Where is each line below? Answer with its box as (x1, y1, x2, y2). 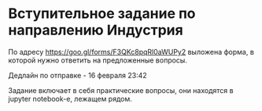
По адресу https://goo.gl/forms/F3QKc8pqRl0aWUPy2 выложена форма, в (8, 47, 254, 56)
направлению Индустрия (8, 21, 183, 39)
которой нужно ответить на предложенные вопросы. (8, 55, 187, 65)
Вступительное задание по (8, 5, 196, 23)
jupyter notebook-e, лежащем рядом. (8, 94, 132, 103)
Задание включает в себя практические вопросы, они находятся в (8, 85, 234, 95)
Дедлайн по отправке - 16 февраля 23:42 (8, 70, 147, 80)
